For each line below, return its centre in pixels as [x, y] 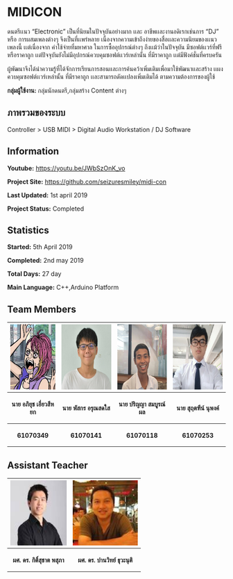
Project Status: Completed [46, 209]
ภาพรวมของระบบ [36, 113]
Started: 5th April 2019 [40, 247]
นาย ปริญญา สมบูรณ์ [142, 404]
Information [33, 151]
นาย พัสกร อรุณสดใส [86, 408]
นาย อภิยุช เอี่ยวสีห [33, 404]
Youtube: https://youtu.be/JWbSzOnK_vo [66, 168]
